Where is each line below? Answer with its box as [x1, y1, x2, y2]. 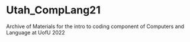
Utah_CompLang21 [6, 3, 101, 17]
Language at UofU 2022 [6, 29, 65, 36]
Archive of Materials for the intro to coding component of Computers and [6, 23, 185, 30]
